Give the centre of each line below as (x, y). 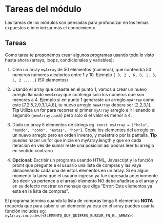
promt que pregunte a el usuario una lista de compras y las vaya (77, 165)
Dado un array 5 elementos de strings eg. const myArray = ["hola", (81, 124)
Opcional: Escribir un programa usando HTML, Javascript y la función (83, 160)
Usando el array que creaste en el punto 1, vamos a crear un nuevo (80, 89)
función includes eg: (26, 211)
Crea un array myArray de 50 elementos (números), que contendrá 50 (82, 69)
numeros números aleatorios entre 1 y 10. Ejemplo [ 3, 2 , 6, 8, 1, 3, (84, 75)
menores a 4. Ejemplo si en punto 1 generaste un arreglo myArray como (83, 100)
